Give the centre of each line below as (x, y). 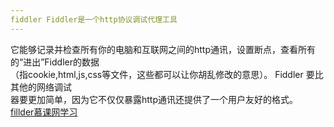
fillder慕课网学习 (44, 112)
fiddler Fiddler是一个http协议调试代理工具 (94, 19)
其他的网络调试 (41, 87)
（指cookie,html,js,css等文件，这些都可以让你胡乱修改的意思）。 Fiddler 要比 (167, 74)
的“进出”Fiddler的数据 (55, 62)
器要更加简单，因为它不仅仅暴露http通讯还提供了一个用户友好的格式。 (154, 99)
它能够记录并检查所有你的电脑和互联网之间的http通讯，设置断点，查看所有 (163, 49)
